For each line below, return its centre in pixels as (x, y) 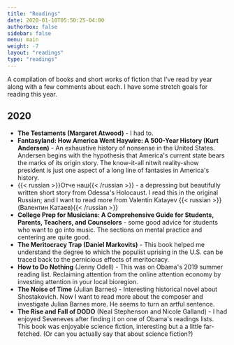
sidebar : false (29, 33)
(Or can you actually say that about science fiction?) (118, 334)
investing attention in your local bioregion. (78, 281)
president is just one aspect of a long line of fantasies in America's (113, 170)
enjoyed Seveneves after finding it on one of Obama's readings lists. (116, 318)
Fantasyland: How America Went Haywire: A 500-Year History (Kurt (118, 140)
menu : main (23, 40)
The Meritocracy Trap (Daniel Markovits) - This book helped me (111, 244)
